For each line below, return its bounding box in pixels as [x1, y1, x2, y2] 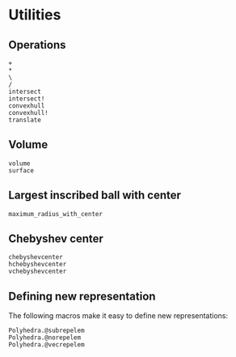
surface [8, 166, 35, 175]
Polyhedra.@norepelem [8, 334, 82, 342]
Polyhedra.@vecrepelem [8, 341, 85, 349]
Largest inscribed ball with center [8, 189, 182, 202]
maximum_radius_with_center [8, 210, 103, 218]
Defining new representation [8, 289, 156, 303]
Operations [8, 38, 66, 52]
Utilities [8, 6, 61, 24]
